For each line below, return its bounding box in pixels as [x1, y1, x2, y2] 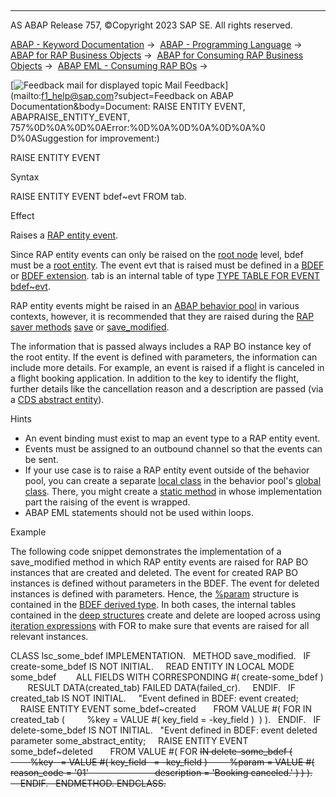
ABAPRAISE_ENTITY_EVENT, [10, 111, 131, 123]
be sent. [24, 454, 59, 465]
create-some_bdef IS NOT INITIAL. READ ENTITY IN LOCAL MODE [10, 661, 295, 672]
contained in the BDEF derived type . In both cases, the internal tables [10, 599, 297, 610]
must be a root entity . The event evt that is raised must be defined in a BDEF [10, 259, 325, 271]
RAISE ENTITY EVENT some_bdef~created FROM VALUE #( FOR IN [19, 703, 313, 715]
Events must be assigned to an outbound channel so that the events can [24, 443, 323, 455]
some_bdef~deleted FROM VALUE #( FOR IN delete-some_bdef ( [10, 746, 293, 757]
